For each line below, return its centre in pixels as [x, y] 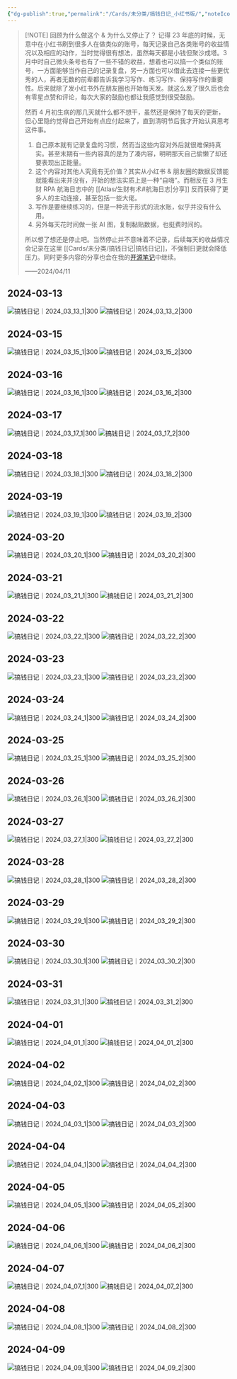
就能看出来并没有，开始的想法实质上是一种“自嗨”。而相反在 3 [125, 180]
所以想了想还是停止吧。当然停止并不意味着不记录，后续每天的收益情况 [127, 239]
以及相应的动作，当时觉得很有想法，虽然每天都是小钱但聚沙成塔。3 [129, 52]
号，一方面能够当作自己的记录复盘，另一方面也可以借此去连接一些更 [124, 70]
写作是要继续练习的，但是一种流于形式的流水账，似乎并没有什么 [128, 207]
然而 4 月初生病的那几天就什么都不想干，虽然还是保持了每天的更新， [125, 112]
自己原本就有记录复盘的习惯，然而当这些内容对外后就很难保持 [125, 144]
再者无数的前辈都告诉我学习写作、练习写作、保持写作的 [130, 79]
